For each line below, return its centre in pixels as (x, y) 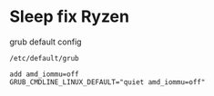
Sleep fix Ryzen (70, 17)
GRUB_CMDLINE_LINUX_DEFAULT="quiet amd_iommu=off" (107, 82)
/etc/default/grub (44, 58)
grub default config (46, 42)
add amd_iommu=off (44, 74)
